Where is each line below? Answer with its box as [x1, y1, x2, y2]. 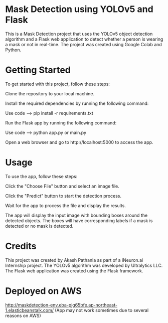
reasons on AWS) [5, 312, 41, 318]
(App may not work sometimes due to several [55, 307, 149, 313]
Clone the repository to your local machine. [5, 90, 95, 96]
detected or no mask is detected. [5, 223, 74, 229]
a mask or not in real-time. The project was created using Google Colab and [5, 41, 162, 47]
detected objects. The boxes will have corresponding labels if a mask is [5, 217, 153, 224]
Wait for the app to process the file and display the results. [5, 202, 126, 209]
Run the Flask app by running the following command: [5, 119, 117, 126]
